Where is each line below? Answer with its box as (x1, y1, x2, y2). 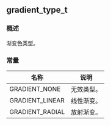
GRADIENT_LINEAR (9, 96, 65, 104)
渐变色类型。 (6, 39, 38, 46)
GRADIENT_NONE (9, 85, 61, 93)
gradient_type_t (6, 5, 68, 15)
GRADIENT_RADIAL (9, 107, 65, 116)
